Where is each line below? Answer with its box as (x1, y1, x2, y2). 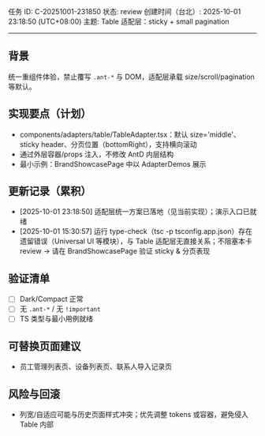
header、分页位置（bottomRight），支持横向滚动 (40, 139, 197, 148)
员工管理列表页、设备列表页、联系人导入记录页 (19, 362, 172, 371)
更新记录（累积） (8, 185, 91, 198)
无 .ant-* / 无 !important (19, 304, 101, 314)
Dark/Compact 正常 (19, 295, 84, 304)
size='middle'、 (189, 130, 241, 139)
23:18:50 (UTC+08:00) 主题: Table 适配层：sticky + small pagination (8, 17, 230, 26)
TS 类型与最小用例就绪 (19, 314, 93, 324)
